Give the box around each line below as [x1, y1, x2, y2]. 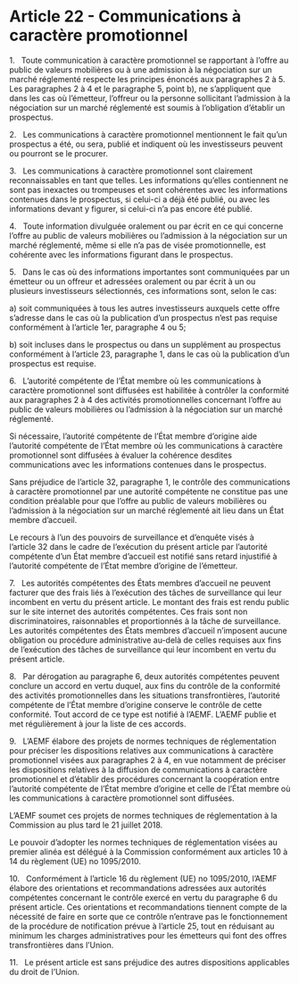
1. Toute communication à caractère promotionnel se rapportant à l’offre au [9, 55, 289, 65]
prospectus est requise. [9, 357, 96, 368]
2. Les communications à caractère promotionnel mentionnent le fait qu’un [9, 129, 287, 139]
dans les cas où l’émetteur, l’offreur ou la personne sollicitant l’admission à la [9, 92, 291, 104]
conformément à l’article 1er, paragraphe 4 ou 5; [9, 322, 187, 332]
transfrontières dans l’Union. [9, 939, 114, 950]
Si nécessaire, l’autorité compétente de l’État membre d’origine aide [9, 431, 257, 442]
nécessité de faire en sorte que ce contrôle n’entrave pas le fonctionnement [9, 911, 288, 921]
